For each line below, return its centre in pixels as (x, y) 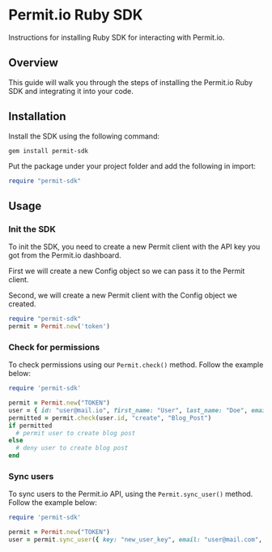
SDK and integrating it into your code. (71, 91)
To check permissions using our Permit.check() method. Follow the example (136, 365)
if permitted (30, 426)
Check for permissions (54, 347)
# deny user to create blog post (72, 448)
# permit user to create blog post (76, 433)
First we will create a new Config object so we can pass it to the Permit (127, 271)
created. (22, 304)
